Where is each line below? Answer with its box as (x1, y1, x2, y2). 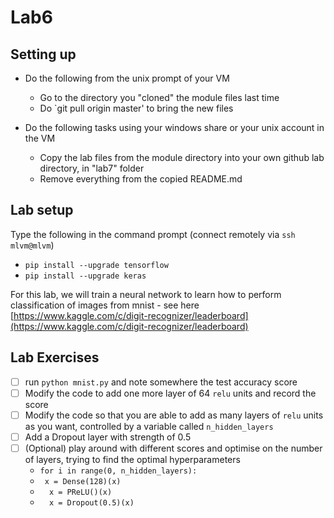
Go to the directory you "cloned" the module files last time (39, 92, 280, 103)
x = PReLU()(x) (48, 487, 113, 497)
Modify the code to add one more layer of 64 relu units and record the (24, 387, 317, 399)
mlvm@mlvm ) (10, 239, 55, 251)
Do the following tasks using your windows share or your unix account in (24, 122, 325, 133)
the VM (24, 132, 56, 144)
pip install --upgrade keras (24, 271, 147, 281)
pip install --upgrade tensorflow (24, 260, 169, 270)
